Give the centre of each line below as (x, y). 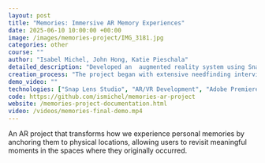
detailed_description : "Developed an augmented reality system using (127, 67)
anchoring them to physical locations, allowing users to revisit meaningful (127, 142)
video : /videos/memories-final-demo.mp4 (76, 112)
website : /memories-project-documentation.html (88, 104)
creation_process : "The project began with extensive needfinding (119, 74)
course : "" (26, 52)
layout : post (30, 15)
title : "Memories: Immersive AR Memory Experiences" (97, 23)
